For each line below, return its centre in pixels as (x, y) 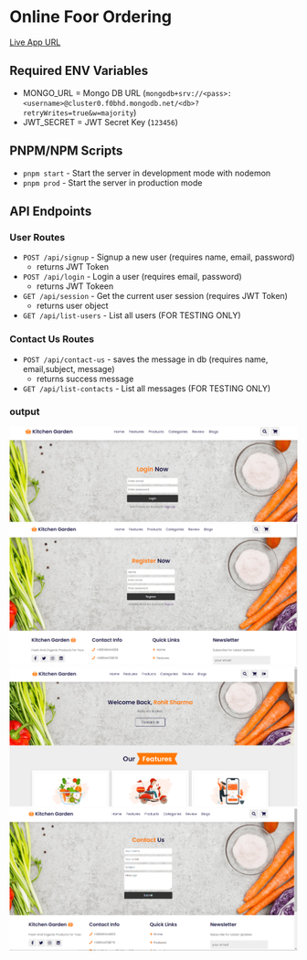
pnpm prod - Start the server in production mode (112, 182)
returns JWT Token (73, 267)
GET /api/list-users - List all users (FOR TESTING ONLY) (132, 315)
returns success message (85, 379)
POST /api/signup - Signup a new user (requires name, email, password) (159, 257)
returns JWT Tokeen (75, 286)
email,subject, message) (69, 368)
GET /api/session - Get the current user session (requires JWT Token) (155, 296)
